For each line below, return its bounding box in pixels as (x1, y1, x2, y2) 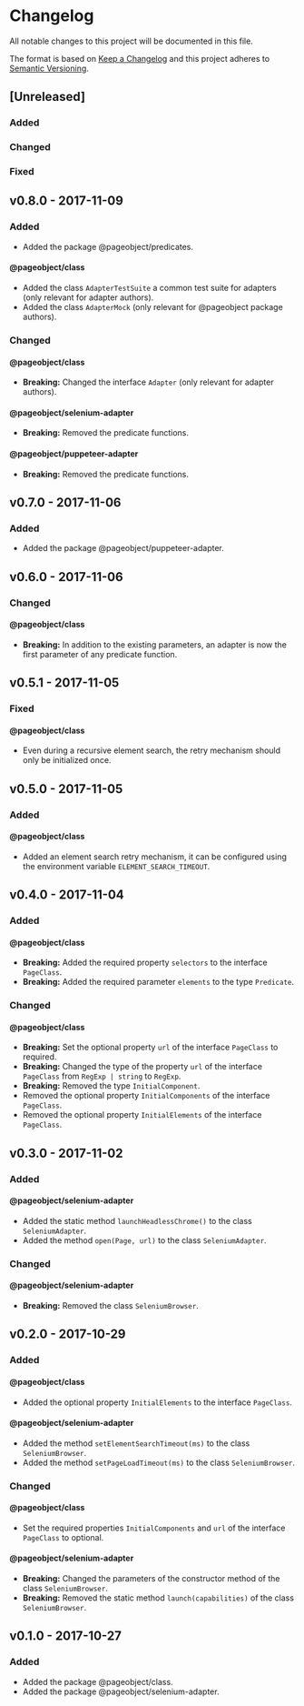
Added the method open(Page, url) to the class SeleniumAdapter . (22, 1234, 267, 1246)
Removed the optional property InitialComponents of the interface (22, 1090, 270, 1101)
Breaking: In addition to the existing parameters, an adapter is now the (22, 638, 288, 650)
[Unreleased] (9, 89, 86, 105)
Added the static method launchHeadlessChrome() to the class (22, 1215, 252, 1226)
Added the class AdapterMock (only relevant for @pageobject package (22, 301, 283, 312)
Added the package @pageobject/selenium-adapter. (22, 1686, 220, 1697)
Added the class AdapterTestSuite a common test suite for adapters (22, 282, 277, 293)
